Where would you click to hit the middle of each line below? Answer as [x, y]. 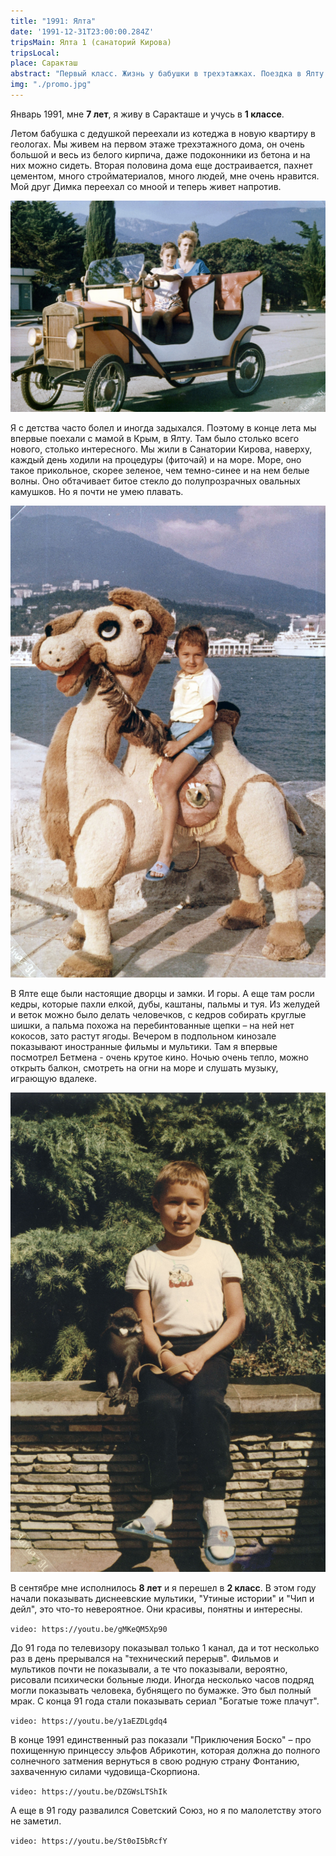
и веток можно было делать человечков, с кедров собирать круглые [158, 1014]
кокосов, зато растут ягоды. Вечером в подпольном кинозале [143, 1036]
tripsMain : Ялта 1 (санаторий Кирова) [91, 42]
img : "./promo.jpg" [51, 85]
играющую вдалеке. [54, 1078]
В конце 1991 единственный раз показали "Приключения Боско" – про [161, 1739]
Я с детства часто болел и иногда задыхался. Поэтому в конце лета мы [163, 428]
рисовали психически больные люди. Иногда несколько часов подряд [162, 1679]
